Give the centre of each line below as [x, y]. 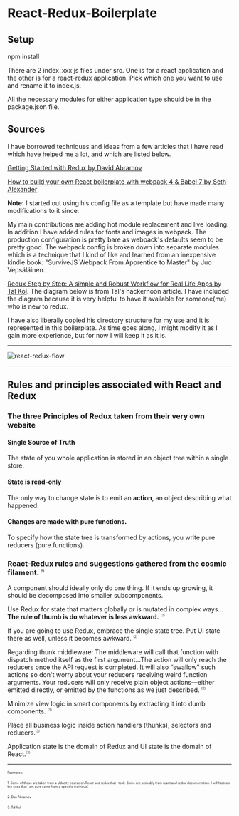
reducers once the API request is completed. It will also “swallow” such [111, 667]
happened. [23, 505]
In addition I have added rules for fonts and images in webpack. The [107, 232]
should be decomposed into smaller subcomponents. [85, 596]
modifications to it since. [43, 210]
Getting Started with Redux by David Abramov [75, 167]
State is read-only [34, 482]
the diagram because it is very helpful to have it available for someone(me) [117, 299]
